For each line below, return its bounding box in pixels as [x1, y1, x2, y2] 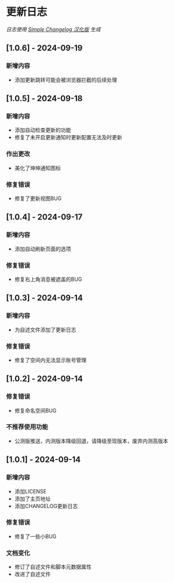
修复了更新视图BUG [14, 194, 62, 202]
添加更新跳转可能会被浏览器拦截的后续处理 [14, 76, 117, 83]
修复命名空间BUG [14, 407, 57, 414]
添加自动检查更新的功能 [14, 126, 71, 133]
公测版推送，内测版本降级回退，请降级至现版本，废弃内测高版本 [14, 437, 168, 444]
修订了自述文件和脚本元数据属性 [14, 563, 92, 571]
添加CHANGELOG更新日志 [14, 502, 78, 509]
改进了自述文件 [14, 571, 51, 578]
